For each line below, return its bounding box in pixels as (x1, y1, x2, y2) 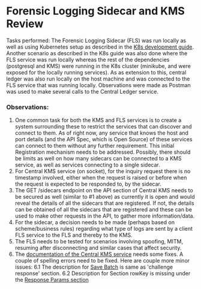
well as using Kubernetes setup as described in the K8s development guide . (6, 43, 194, 50)
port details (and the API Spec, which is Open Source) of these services (14, 136, 193, 143)
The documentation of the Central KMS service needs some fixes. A (14, 251, 184, 258)
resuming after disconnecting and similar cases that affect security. (14, 245, 182, 252)
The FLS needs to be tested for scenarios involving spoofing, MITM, (14, 238, 184, 245)
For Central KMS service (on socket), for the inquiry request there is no (14, 168, 191, 175)
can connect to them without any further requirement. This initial (14, 142, 175, 150)
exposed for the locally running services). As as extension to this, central (6, 68, 187, 76)
